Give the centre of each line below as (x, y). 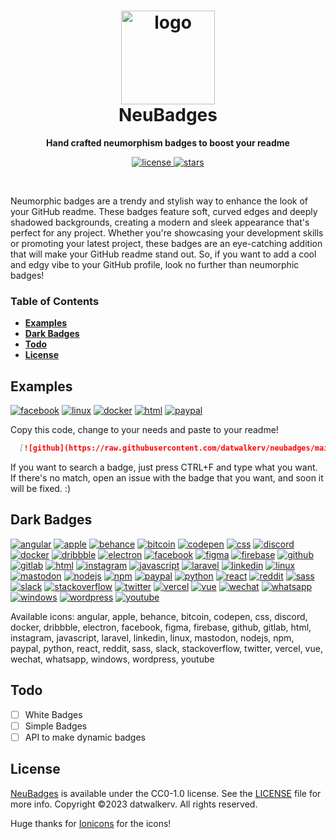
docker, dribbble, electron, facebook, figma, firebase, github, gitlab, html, (161, 627)
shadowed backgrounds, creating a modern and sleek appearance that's (160, 222)
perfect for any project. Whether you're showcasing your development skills (167, 232)
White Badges (53, 714)
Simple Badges (56, 726)
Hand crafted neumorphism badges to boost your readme (168, 142)
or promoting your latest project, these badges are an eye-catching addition (166, 243)
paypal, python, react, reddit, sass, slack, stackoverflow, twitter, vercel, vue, (166, 648)
